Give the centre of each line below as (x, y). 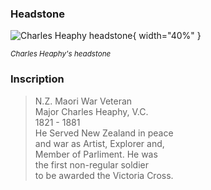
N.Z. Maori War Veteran (83, 101)
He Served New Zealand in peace (104, 133)
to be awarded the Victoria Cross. (104, 175)
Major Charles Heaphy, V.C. (91, 111)
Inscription (37, 79)
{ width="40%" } (167, 36)
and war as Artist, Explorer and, (99, 143)
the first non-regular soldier (91, 164)
